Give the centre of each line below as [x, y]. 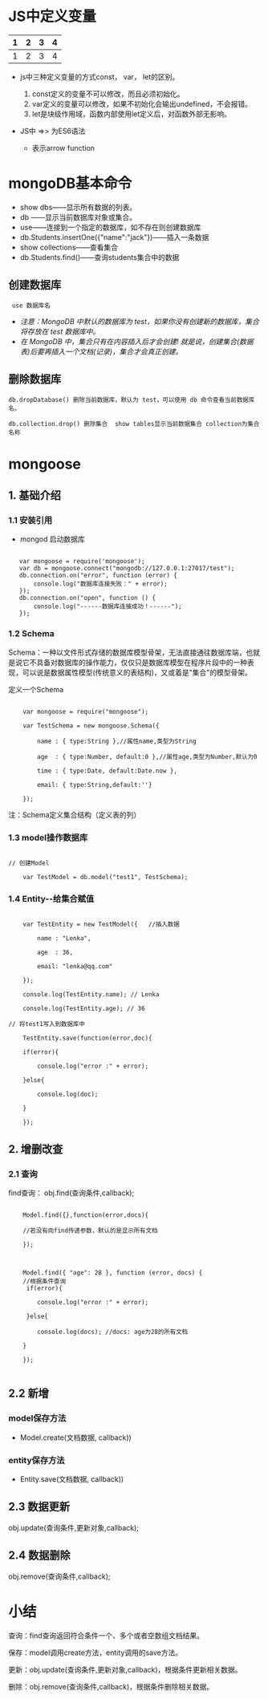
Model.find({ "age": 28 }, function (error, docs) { [113, 1272]
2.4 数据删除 [39, 1556]
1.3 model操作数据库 [48, 837]
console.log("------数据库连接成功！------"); [108, 606]
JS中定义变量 [52, 16]
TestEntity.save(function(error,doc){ [87, 1038]
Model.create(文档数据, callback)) [76, 1437]
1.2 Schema [31, 634]
